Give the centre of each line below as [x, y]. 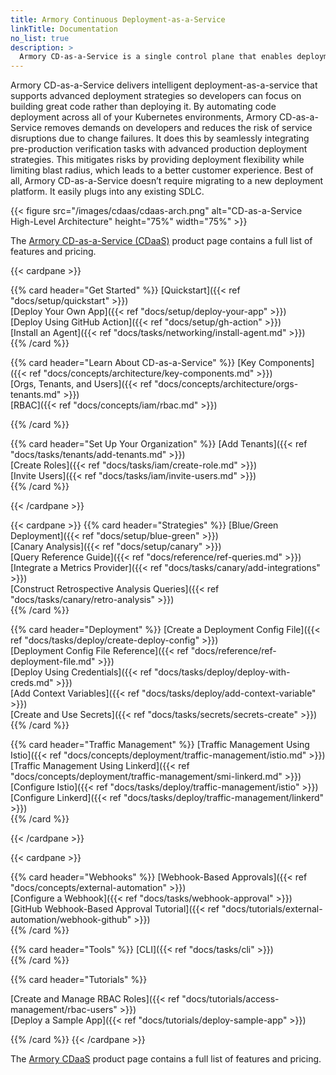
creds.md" [32, 683]
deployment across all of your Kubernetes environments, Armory [144, 117]
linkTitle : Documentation [64, 29]
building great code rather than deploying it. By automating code [143, 107]
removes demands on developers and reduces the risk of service [178, 128]
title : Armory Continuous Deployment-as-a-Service [118, 19]
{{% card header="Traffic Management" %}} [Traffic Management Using [160, 745]
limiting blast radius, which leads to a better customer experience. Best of [162, 170]
